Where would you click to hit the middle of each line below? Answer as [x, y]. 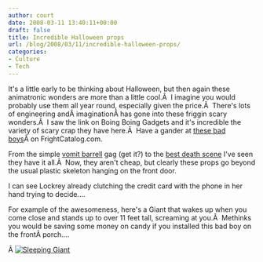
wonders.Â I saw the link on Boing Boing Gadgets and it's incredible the [125, 122]
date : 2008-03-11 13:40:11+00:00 [63, 23]
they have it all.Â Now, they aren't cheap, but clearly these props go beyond [132, 162]
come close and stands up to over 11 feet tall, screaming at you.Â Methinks [130, 217]
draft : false [29, 30]
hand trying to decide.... [47, 194]
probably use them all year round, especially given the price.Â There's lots [130, 105]
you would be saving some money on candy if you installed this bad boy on [130, 226]
